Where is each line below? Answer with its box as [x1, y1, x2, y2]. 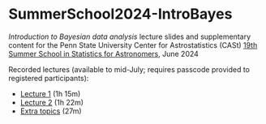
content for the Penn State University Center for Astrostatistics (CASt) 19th [8, 40, 258, 49]
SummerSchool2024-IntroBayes [8, 5, 233, 24]
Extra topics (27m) [19, 106, 83, 116]
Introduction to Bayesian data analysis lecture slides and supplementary [8, 32, 251, 41]
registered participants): [8, 73, 89, 83]
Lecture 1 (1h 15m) [19, 88, 81, 98]
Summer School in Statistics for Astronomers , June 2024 [8, 49, 199, 58]
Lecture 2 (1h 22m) [19, 97, 84, 107]
